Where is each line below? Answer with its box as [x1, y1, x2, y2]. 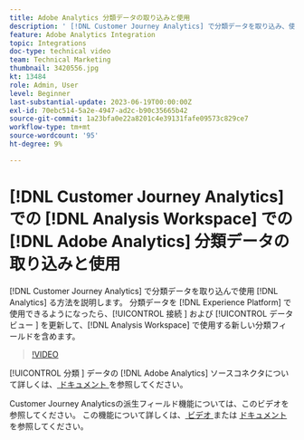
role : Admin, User [9, 81, 79, 90]
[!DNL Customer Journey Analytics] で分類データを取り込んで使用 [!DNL [9, 285, 279, 296]
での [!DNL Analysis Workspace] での [9, 208, 293, 229]
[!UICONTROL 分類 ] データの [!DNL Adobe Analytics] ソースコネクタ [9, 368, 265, 378]
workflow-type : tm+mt [9, 123, 91, 132]
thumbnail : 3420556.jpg [9, 64, 100, 73]
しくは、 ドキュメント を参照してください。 [24, 378, 188, 389]
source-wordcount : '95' [9, 131, 100, 140]
